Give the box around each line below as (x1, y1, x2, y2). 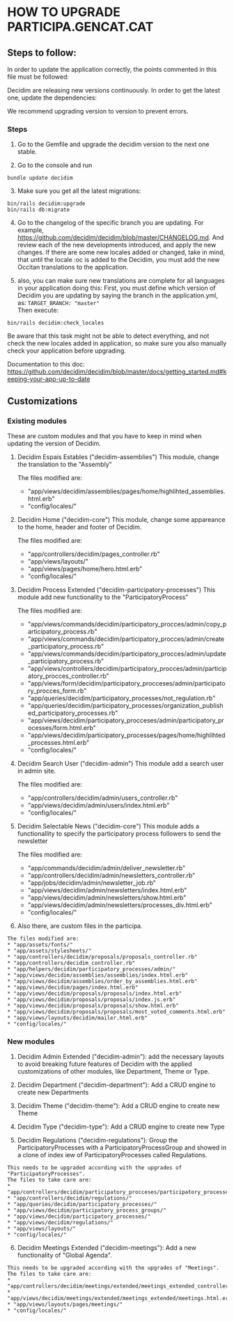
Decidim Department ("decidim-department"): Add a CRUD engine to (17, 1081, 216, 1089)
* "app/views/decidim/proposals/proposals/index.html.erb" (7, 990, 182, 997)
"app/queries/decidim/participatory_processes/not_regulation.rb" (27, 694, 216, 702)
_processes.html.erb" (27, 738, 90, 746)
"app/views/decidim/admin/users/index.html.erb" (27, 801, 170, 809)
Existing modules (7, 416, 68, 426)
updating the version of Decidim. (7, 439, 101, 447)
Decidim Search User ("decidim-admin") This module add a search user (17, 759, 224, 767)
